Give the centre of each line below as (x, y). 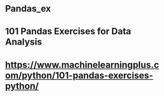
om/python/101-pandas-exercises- (79, 75)
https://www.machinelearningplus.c (82, 65)
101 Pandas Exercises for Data (68, 32)
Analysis (24, 42)
